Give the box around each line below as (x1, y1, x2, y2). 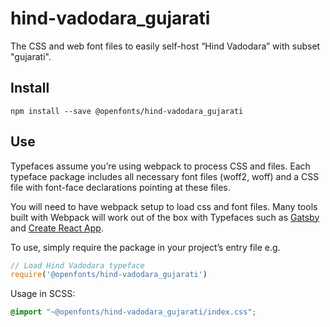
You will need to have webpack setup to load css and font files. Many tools (10, 200, 318, 212)
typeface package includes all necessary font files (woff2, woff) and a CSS (10, 170, 320, 182)
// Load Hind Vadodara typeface (10, 260, 145, 271)
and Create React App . (10, 222, 104, 234)
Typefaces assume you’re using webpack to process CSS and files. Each (10, 160, 311, 172)
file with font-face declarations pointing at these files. (10, 181, 231, 193)
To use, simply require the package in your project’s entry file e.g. (10, 241, 281, 253)
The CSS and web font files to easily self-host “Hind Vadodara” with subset (10, 40, 321, 52)
